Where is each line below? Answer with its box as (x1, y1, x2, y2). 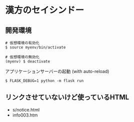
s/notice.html (12, 106, 40, 112)
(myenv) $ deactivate (5, 59, 50, 64)
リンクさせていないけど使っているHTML (5, 93, 129, 101)
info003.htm (12, 112, 38, 118)
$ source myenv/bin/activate (5, 45, 66, 50)
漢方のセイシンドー (5, 4, 84, 16)
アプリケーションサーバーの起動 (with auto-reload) (5, 68, 109, 74)
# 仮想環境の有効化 (5, 40, 40, 45)
